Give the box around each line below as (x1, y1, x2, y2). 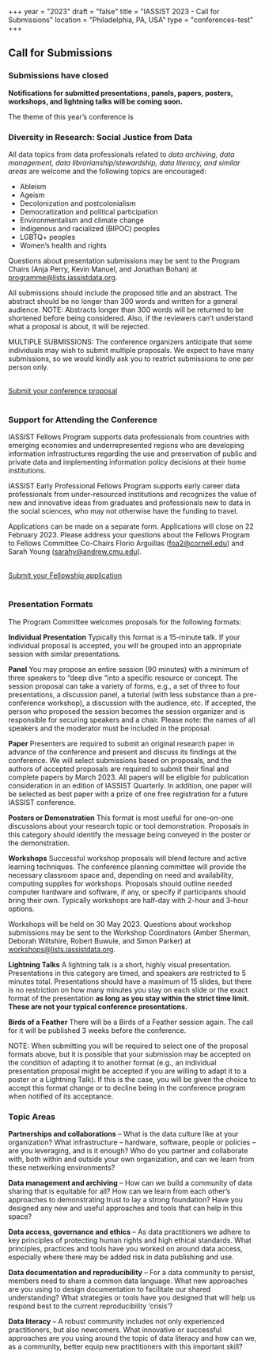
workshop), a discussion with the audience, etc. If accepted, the (47, 698, 257, 708)
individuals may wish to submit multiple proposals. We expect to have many (8, 345, 255, 355)
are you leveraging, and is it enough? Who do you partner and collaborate (8, 1145, 248, 1155)
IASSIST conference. (8, 797, 77, 807)
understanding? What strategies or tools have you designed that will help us (8, 1293, 256, 1302)
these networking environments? (8, 1163, 115, 1172)
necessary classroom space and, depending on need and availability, (8, 870, 234, 879)
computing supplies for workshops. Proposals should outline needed (8, 879, 233, 888)
